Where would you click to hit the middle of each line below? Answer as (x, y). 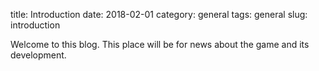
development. (38, 55)
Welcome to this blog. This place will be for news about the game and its (160, 44)
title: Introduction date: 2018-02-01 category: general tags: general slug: (159, 14)
